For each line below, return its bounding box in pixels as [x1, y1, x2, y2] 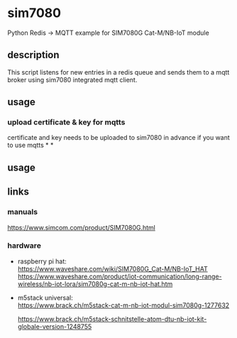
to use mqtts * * [7, 141, 54, 150]
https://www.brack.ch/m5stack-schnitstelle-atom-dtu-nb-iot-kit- [17, 315, 207, 323]
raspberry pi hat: [17, 257, 67, 266]
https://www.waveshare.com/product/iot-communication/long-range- [17, 272, 222, 280]
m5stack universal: [17, 293, 73, 302]
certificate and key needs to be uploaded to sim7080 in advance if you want [7, 133, 231, 142]
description [7, 49, 60, 61]
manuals [7, 207, 38, 217]
